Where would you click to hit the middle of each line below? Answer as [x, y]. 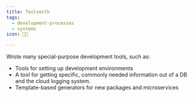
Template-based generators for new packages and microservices [97, 87]
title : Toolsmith [28, 12]
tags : [13, 17]
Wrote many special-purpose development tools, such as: [78, 57]
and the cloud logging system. [53, 81]
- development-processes [43, 23]
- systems [24, 29]
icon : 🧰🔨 [17, 34]
